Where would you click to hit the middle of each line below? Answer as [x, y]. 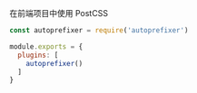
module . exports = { [46, 46]
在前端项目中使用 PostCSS [59, 13]
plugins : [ [38, 55]
